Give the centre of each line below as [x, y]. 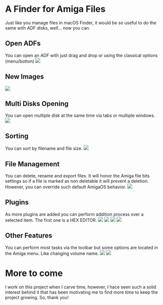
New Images [25, 77]
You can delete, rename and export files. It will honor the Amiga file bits [78, 176]
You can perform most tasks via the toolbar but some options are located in [82, 247]
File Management [33, 164]
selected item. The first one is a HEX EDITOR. [51, 220]
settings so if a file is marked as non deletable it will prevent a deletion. [77, 181]
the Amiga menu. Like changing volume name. [52, 253]
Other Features [29, 236]
